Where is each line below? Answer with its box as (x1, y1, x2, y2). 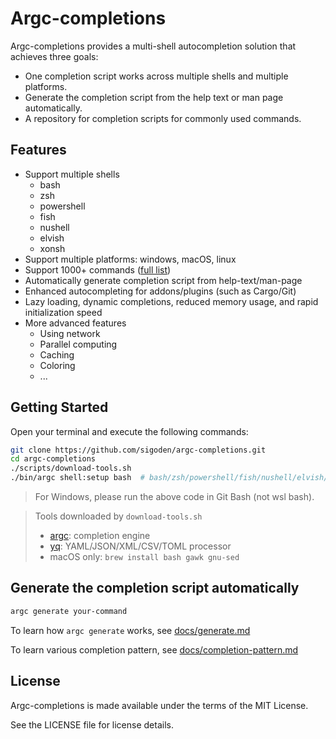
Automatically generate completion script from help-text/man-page (24, 274, 303, 286)
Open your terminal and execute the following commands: (10, 425, 249, 437)
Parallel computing (39, 338, 118, 350)
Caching (39, 348, 75, 361)
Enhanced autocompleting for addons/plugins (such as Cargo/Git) (24, 285, 297, 297)
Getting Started (10, 399, 109, 416)
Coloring (39, 359, 76, 371)
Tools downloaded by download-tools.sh (34, 510, 203, 522)
